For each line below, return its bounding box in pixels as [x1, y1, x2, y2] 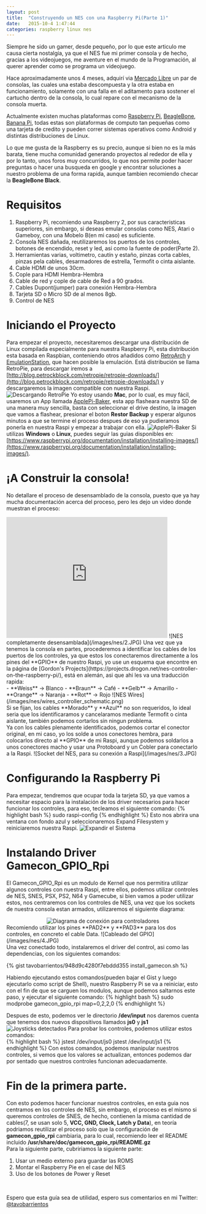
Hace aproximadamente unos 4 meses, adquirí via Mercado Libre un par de [6, 74, 197, 82]
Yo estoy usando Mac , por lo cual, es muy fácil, [70, 391, 191, 398]
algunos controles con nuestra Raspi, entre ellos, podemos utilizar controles [6, 886, 199, 893]
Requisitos [6, 198, 62, 212]
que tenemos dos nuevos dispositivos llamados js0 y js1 [6, 1018, 148, 1025]
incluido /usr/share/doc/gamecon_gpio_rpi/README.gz [6, 1138, 151, 1146]
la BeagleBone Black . [6, 176, 61, 184]
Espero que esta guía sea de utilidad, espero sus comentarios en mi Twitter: [6, 1194, 198, 1201]
